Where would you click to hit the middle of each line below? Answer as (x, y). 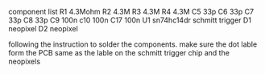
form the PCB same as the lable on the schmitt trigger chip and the (119, 53)
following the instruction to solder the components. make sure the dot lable (133, 44)
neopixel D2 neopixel (43, 29)
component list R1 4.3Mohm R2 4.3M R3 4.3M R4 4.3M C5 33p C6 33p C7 (131, 12)
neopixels (25, 61)
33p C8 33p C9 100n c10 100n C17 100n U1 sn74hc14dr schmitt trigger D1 (130, 20)
